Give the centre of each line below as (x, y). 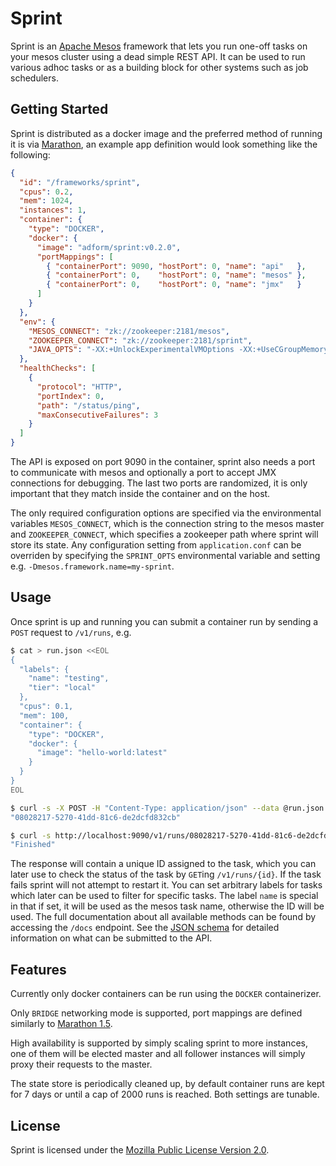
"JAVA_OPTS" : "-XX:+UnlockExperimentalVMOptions (131, 350)
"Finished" (33, 845)
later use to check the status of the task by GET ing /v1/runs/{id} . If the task (166, 874)
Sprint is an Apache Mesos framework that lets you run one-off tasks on (159, 46)
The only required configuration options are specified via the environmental (166, 513)
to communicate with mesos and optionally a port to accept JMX (143, 472)
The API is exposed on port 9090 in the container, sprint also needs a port (163, 461)
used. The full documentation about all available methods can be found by (163, 917)
